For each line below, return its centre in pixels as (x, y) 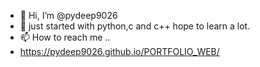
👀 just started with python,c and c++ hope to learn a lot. (135, 26)
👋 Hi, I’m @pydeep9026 (68, 15)
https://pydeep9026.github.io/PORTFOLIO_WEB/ (119, 51)
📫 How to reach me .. (65, 37)
